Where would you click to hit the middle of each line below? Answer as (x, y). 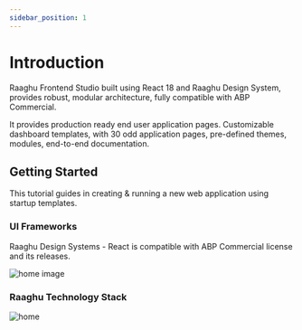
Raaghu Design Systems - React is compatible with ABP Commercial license (151, 246)
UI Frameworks (43, 227)
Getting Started (54, 171)
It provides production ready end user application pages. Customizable (142, 124)
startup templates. (43, 203)
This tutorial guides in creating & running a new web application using (139, 193)
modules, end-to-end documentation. (80, 143)
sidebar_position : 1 (48, 18)
